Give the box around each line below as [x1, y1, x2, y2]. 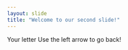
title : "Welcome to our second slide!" [7, 16, 121, 23]
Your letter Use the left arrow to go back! [7, 35, 121, 43]
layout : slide [7, 10, 48, 17]
